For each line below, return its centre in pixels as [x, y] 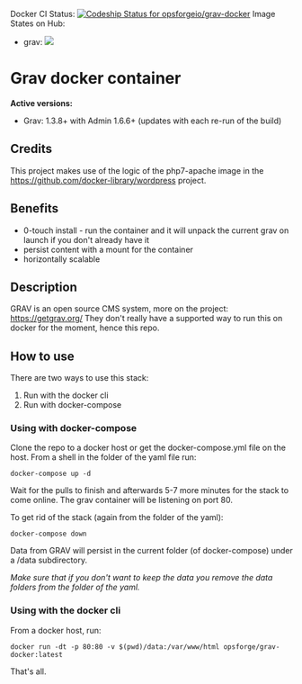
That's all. [28, 671]
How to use [42, 356]
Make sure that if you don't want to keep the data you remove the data [142, 578]
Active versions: [41, 103]
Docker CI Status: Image [143, 14]
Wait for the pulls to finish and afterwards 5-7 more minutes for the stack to [150, 490]
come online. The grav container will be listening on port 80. [121, 500]
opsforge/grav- [252, 647]
